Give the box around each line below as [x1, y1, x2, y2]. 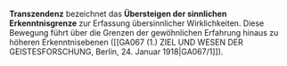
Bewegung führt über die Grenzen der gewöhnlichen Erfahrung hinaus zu [9, 28, 279, 37]
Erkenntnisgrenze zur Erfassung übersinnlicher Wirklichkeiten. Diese [9, 18, 265, 29]
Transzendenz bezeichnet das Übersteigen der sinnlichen [9, 9, 227, 19]
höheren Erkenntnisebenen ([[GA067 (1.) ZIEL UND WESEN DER [9, 37, 243, 47]
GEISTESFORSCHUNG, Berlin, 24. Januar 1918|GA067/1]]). [9, 46, 224, 57]
